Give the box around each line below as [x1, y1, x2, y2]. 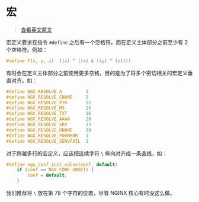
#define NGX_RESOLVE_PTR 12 [6, 100, 92, 105]
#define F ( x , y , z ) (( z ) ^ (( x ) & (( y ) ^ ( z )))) [6, 57, 131, 64]
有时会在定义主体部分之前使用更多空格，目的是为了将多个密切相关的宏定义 [6, 69, 188, 76]
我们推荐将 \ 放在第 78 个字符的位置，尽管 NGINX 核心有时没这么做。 [6, 190, 176, 197]
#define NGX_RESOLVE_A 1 [6, 88, 89, 95]
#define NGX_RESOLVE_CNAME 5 [6, 94, 89, 100]
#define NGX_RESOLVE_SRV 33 [6, 122, 92, 128]
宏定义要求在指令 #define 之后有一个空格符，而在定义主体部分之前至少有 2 [6, 39, 188, 46]
